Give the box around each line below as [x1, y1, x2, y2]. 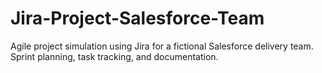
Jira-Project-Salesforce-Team [10, 7, 265, 30]
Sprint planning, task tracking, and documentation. [10, 50, 219, 62]
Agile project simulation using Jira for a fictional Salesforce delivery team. [10, 40, 314, 52]
